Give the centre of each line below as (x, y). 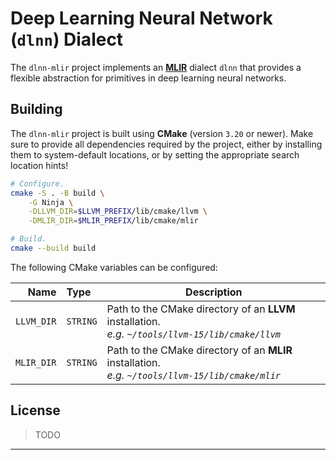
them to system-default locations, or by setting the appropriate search (155, 154)
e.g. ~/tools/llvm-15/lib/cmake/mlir (194, 375)
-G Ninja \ (51, 202)
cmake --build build (53, 248)
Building (36, 109)
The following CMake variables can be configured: (114, 267)
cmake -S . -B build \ (57, 193)
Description (214, 292)
